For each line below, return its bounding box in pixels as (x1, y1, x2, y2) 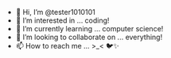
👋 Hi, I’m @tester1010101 (15, 8, 95, 16)
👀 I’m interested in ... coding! (15, 16, 110, 25)
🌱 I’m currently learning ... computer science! (15, 24, 164, 33)
